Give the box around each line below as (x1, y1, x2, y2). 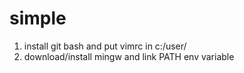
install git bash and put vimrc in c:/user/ (23, 40, 187, 52)
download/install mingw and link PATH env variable (23, 50, 235, 62)
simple (9, 7, 67, 30)
